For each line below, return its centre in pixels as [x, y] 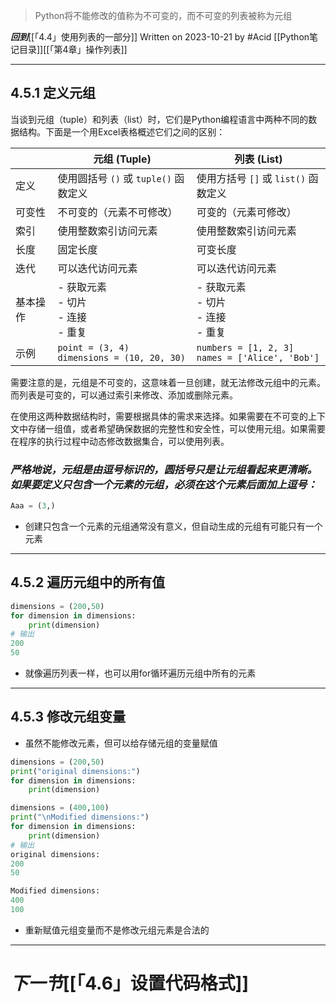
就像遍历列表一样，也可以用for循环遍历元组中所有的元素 [140, 673]
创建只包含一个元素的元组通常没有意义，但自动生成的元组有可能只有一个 [173, 526]
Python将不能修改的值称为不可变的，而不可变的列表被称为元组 [163, 15]
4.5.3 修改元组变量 [68, 717]
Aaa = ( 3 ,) [33, 506]
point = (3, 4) [93, 347]
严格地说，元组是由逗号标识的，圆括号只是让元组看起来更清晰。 [164, 469]
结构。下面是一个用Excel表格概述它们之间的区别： [122, 131]
